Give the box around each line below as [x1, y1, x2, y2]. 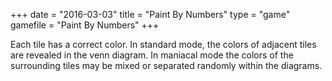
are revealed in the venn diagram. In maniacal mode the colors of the [10, 49, 294, 61]
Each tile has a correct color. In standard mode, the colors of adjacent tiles [10, 39, 317, 50]
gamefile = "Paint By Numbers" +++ [10, 19, 160, 31]
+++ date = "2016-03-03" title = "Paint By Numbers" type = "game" [10, 9, 291, 20]
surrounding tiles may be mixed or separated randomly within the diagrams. [10, 60, 323, 71]
